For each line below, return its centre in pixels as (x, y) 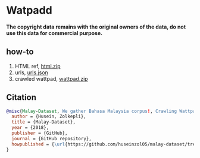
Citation (21, 98)
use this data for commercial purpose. (54, 33)
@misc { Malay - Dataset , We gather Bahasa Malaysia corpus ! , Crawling (92, 111)
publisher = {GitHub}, (40, 133)
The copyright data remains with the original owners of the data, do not (96, 27)
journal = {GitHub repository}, (52, 138)
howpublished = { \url (38, 144)
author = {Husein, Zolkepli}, (49, 116)
